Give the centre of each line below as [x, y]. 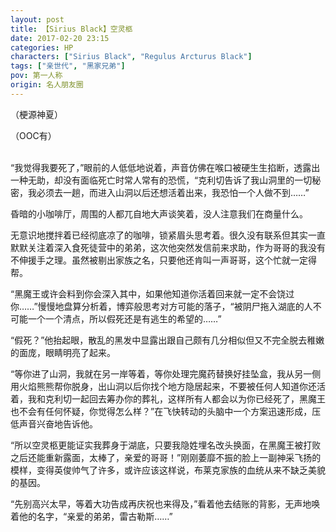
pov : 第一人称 [36, 76]
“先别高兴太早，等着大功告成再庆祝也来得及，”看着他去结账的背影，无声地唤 [165, 503]
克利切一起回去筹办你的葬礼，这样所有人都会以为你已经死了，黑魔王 [185, 398]
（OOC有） [33, 135]
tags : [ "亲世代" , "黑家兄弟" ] [68, 66]
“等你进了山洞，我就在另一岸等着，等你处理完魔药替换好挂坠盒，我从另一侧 [166, 373]
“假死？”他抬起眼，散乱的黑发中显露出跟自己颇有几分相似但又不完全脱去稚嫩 [167, 340]
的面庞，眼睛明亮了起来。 [63, 352]
